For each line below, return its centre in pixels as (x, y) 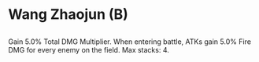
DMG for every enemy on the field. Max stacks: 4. (89, 49)
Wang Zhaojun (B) (68, 15)
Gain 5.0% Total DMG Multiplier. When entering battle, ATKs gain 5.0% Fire (130, 42)
